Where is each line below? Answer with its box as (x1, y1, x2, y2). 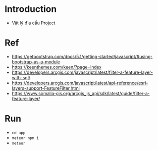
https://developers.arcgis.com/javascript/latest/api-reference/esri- (11, 80, 148, 86)
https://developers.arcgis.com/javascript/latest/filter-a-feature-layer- (11, 69, 153, 75)
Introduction (4, 3, 57, 15)
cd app (11, 130, 26, 135)
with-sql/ (11, 74, 31, 80)
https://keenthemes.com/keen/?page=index (11, 64, 102, 70)
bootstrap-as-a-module (11, 58, 60, 65)
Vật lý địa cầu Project (11, 20, 55, 26)
